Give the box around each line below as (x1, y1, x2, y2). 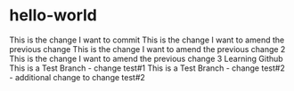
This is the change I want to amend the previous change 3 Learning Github (9, 53, 283, 64)
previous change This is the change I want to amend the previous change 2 (9, 43, 286, 54)
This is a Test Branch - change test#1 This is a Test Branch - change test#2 (9, 63, 285, 73)
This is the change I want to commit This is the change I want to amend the (9, 34, 285, 45)
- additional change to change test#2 (9, 72, 145, 82)
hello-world (9, 5, 98, 26)
